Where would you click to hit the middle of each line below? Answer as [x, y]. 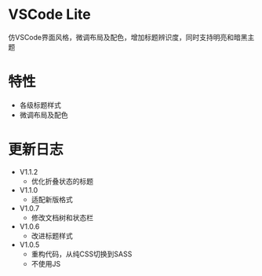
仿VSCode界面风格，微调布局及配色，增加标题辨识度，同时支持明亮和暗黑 [128, 37]
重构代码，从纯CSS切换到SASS [82, 254]
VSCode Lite [50, 15]
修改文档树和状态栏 [62, 217]
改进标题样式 [52, 236]
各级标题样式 [40, 105]
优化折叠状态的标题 [62, 181]
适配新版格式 [52, 199]
